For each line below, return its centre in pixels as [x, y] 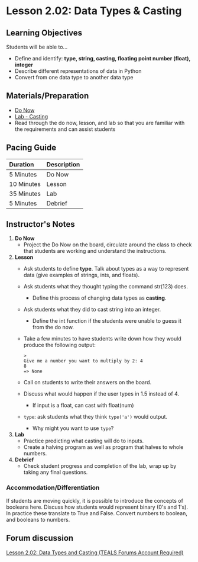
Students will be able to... [37, 47]
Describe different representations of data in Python [78, 71]
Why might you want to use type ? [73, 428]
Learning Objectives [44, 33]
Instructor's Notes [40, 224]
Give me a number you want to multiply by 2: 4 [83, 361]
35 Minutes [25, 194]
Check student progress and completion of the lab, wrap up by [100, 466]
